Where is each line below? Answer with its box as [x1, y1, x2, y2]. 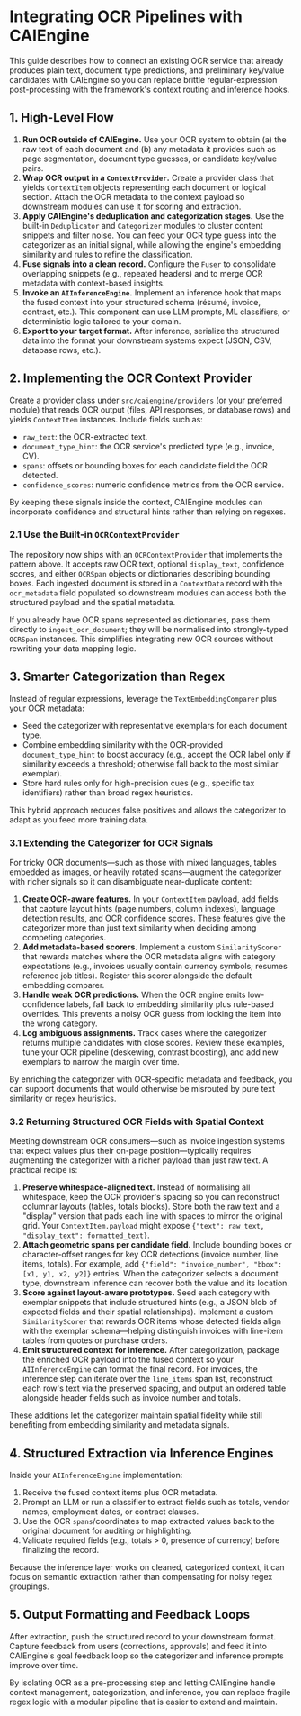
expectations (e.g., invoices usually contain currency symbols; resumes [22, 960, 288, 971]
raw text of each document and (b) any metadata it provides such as [22, 143, 277, 154]
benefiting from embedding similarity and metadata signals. [9, 1420, 230, 1430]
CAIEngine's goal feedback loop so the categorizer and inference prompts [9, 1650, 285, 1661]
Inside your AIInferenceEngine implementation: [9, 1470, 183, 1481]
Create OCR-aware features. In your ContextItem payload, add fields [22, 894, 279, 904]
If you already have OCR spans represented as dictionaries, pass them [9, 614, 270, 625]
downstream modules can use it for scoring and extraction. [22, 201, 242, 212]
